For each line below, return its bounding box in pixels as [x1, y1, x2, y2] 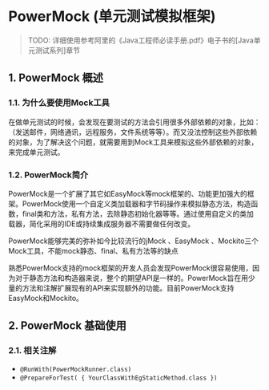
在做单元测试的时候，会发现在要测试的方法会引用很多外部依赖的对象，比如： [8, 117, 261, 127]
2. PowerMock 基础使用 [8, 319, 126, 333]
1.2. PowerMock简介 [8, 169, 89, 181]
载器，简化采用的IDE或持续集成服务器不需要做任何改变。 [8, 218, 195, 229]
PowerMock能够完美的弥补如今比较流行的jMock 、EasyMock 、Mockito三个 [8, 236, 259, 246]
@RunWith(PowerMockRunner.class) [19, 365, 132, 373]
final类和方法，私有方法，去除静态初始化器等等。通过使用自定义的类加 [22, 209, 255, 218]
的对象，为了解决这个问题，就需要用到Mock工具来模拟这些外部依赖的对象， [8, 137, 259, 147]
